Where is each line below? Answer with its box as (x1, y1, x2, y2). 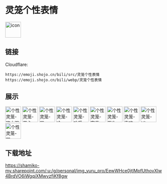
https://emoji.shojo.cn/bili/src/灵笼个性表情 (5, 72, 100, 77)
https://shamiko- (5, 162, 40, 168)
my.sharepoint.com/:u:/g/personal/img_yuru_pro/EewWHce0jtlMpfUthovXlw (5, 168, 162, 174)
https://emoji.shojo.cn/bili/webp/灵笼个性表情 (5, 77, 102, 82)
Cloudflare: (5, 61, 29, 67)
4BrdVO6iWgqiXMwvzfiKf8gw (5, 173, 68, 179)
